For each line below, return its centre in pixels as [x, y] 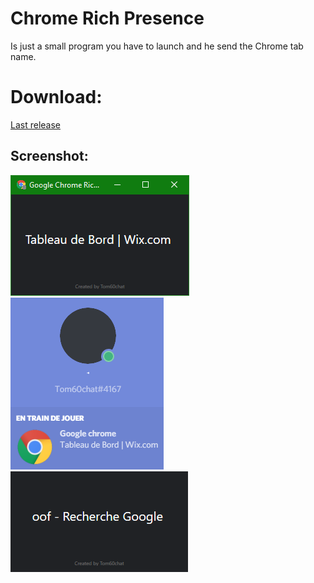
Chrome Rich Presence [107, 18]
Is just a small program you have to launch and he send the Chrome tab [157, 46]
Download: [56, 97]
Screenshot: [49, 156]
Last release [35, 124]
